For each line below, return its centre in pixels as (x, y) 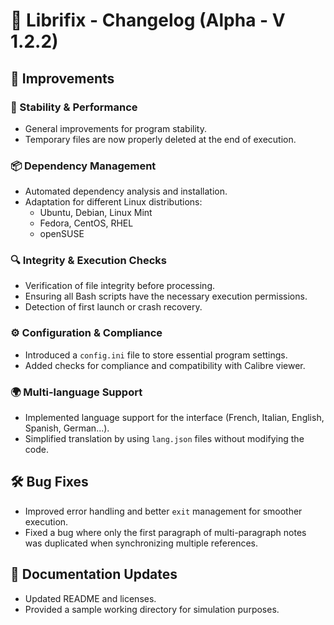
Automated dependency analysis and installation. (126, 191)
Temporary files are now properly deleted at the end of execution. (160, 139)
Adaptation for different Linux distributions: (113, 202)
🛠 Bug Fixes (49, 482)
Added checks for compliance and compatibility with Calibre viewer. (165, 365)
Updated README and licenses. (90, 598)
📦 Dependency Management (83, 166)
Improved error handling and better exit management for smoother (163, 511)
